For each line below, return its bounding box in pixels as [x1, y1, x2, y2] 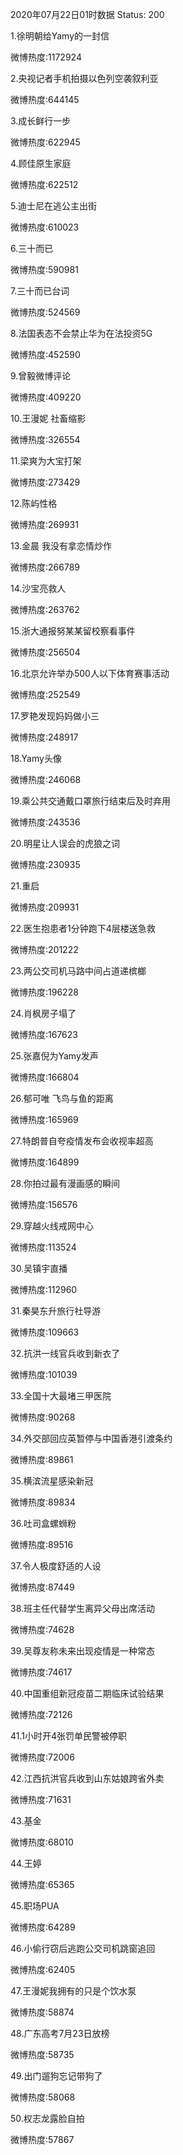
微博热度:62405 [10, 1964, 76, 1975]
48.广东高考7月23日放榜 [10, 2028, 110, 2039]
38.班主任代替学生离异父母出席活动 [10, 1603, 156, 1614]
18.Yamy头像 [10, 753, 62, 764]
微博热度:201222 [10, 944, 79, 955]
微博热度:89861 [10, 1454, 74, 1465]
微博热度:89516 [10, 1539, 74, 1550]
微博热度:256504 [10, 646, 81, 658]
